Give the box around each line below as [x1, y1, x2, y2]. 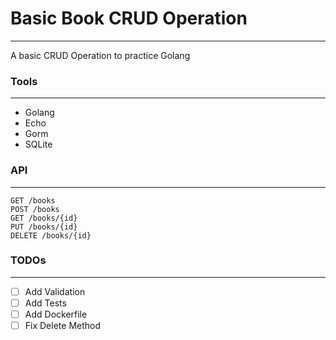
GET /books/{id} [10, 213, 78, 223]
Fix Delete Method [24, 320, 102, 332]
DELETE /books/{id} [10, 230, 92, 241]
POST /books [10, 204, 60, 214]
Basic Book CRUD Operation [10, 7, 248, 30]
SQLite [24, 138, 53, 151]
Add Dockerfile [24, 308, 88, 320]
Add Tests [24, 297, 67, 309]
